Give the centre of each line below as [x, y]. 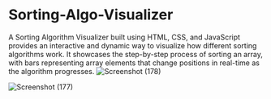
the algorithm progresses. [52, 71]
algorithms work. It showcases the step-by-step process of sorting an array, [136, 54]
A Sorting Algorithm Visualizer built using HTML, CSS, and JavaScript [125, 37]
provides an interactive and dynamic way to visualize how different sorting [133, 45]
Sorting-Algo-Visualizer [91, 15]
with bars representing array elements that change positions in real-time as [134, 63]
